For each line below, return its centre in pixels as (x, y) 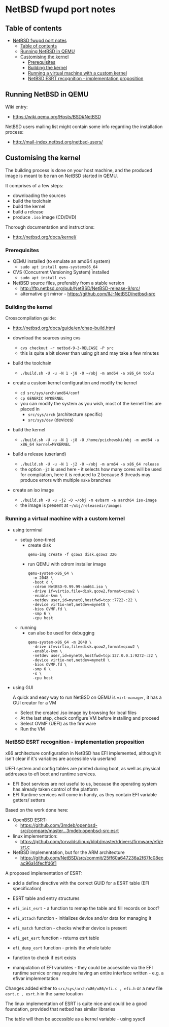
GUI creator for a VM (35, 702)
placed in (30, 409)
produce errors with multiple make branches (65, 480)
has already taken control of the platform (55, 789)
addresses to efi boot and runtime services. (51, 774)
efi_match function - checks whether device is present (70, 928)
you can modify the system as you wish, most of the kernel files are (91, 404)
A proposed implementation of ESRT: (44, 873)
